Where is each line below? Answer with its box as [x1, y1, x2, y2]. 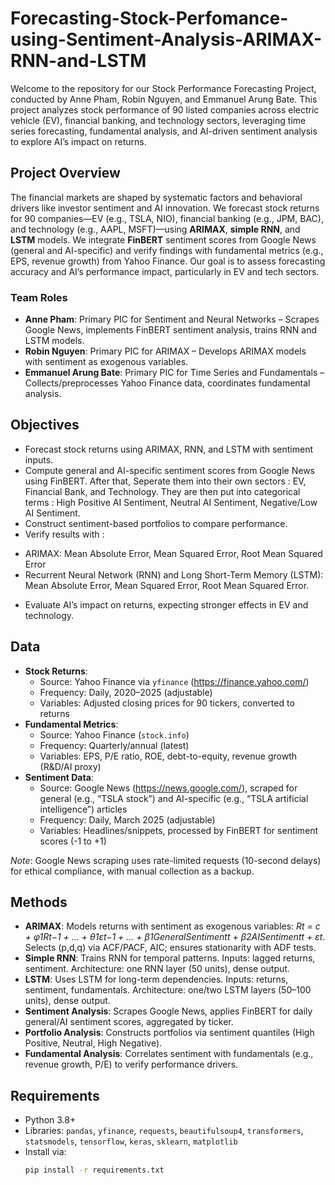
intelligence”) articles [39, 803, 128, 815]
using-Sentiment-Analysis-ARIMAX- [10, 28, 323, 51]
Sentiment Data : [24, 771, 94, 783]
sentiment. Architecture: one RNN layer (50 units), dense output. [24, 963, 290, 975]
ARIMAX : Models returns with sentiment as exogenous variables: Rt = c [24, 920, 321, 932]
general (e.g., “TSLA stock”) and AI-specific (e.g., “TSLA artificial [39, 792, 309, 804]
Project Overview [10, 165, 121, 182]
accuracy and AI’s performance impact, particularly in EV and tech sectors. [10, 265, 320, 277]
